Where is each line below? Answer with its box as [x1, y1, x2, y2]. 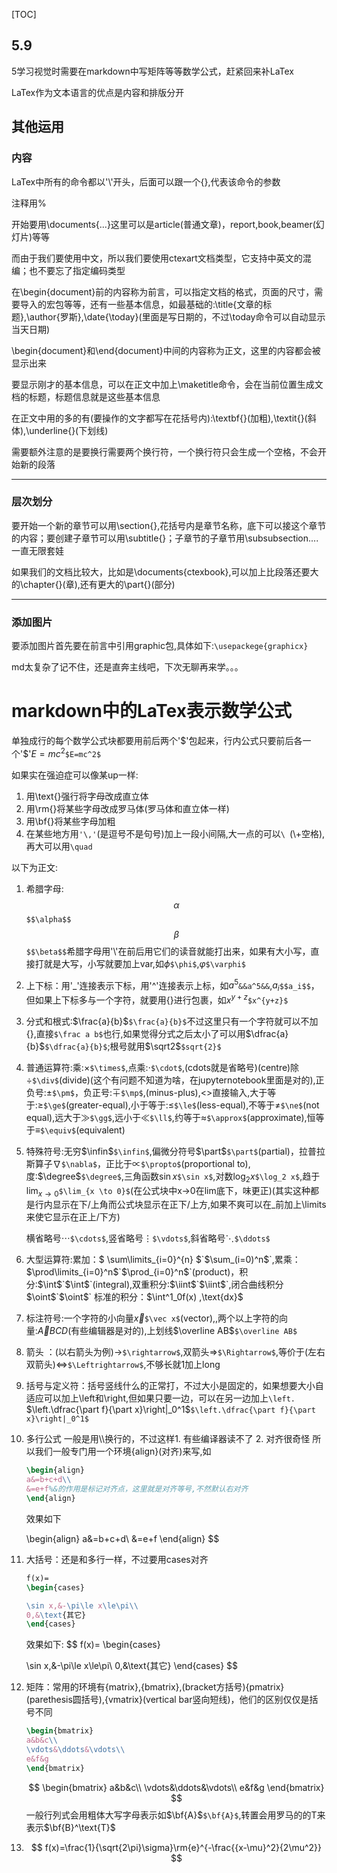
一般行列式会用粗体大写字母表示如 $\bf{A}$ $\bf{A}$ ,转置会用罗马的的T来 [25, 1809, 326, 1821]
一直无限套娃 [11, 544, 64, 556]
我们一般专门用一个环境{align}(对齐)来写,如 [34, 1445, 212, 1458]
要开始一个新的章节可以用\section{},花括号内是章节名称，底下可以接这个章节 [11, 519, 327, 531]
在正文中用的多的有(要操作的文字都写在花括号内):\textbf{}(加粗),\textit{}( [11, 412, 308, 424]
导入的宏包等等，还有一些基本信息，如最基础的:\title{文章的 [19, 298, 264, 310]
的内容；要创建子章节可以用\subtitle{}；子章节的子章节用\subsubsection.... [11, 532, 319, 544]
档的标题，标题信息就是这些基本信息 [11, 390, 161, 403]
